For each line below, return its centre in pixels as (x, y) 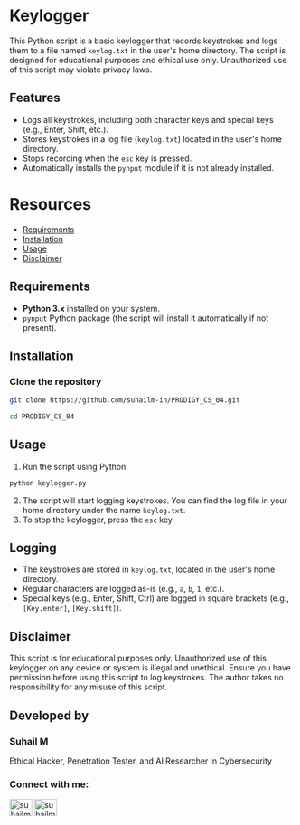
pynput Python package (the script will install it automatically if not (145, 318)
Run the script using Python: (75, 466)
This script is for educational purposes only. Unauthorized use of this (138, 658)
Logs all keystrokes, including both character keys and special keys (148, 119)
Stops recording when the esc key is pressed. (107, 158)
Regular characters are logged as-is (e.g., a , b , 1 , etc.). (123, 589)
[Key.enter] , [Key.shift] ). (72, 608)
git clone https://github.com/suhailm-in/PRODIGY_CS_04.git (125, 400)
